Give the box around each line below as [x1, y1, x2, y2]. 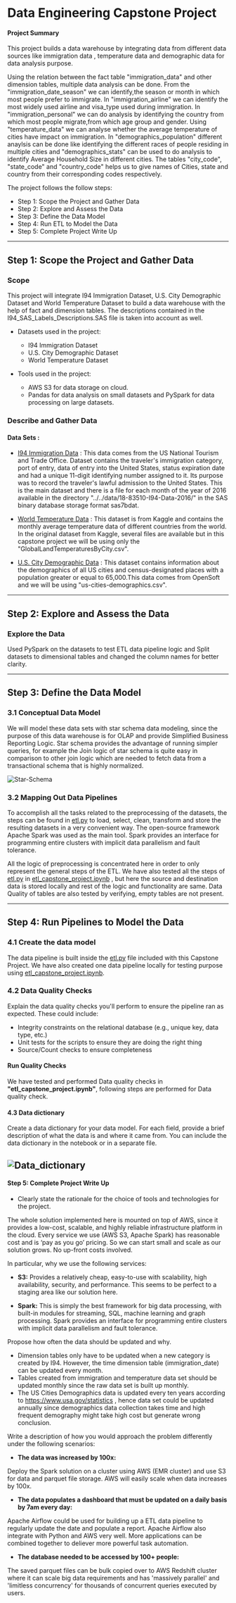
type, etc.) [17, 1030, 48, 1039]
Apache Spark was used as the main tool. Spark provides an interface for [7, 830, 219, 839]
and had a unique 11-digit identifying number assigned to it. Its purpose [17, 471, 223, 480]
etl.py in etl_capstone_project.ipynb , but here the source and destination [7, 874, 218, 882]
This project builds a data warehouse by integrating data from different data [7, 44, 227, 53]
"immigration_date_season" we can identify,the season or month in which [7, 88, 220, 96]
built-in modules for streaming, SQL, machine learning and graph [17, 1309, 206, 1317]
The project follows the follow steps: [7, 184, 112, 192]
